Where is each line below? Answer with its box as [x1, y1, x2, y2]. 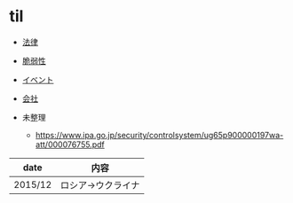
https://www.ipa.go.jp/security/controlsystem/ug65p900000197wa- [35, 129, 284, 140]
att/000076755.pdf [35, 139, 105, 150]
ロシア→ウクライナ [60, 179, 140, 191]
